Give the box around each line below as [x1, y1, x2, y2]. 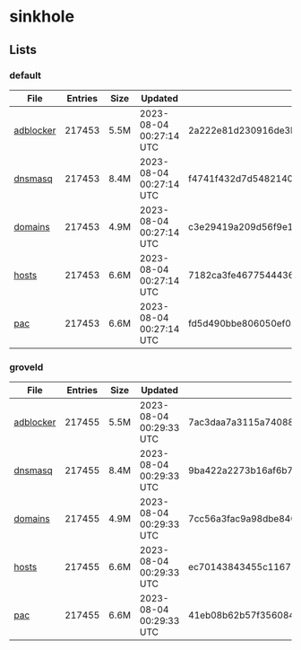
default [9, 69, 42, 82]
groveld [9, 361, 44, 373]
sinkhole [9, 6, 74, 27]
